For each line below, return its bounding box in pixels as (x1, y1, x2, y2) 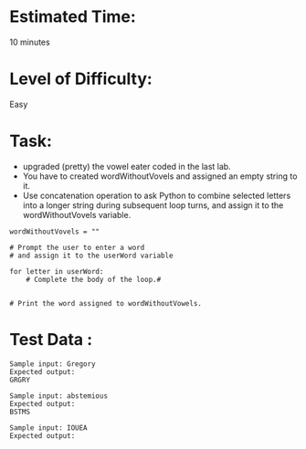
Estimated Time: (9, 6, 137, 27)
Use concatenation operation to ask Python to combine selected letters (22, 190, 291, 201)
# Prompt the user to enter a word (9, 243, 145, 252)
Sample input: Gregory (9, 359, 96, 369)
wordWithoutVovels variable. (22, 209, 132, 220)
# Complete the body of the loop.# (26, 275, 162, 284)
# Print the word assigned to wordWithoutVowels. (9, 298, 203, 308)
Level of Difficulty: (9, 68, 153, 89)
